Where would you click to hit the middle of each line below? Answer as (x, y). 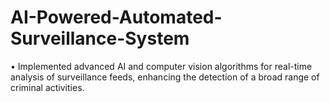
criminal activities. (47, 87)
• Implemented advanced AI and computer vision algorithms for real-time (161, 66)
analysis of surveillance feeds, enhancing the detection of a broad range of (165, 77)
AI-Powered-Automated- (116, 17)
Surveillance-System (100, 38)
